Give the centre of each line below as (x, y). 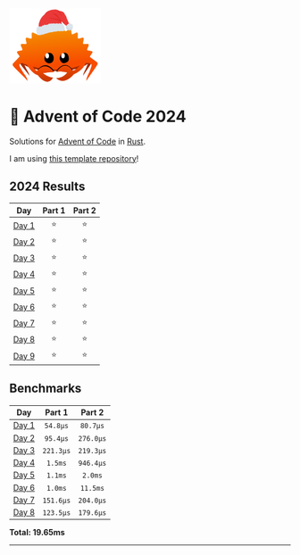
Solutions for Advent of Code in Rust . (77, 141)
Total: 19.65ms (37, 532)
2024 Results (47, 187)
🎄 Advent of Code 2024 (98, 116)
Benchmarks (46, 389)
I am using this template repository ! (74, 158)
